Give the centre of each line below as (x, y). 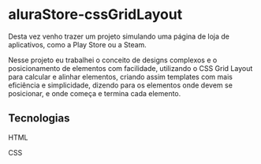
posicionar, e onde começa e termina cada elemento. (95, 93)
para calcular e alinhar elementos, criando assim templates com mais (120, 76)
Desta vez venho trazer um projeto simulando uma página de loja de (119, 36)
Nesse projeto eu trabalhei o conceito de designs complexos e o (113, 60)
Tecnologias (39, 119)
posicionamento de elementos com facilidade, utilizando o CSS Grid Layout (130, 68)
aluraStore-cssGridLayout (95, 15)
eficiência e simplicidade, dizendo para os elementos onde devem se (120, 85)
